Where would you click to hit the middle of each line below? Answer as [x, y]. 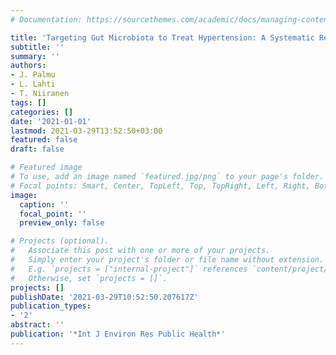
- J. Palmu [33, 75]
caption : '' [44, 204]
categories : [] [42, 112]
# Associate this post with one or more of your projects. [140, 251]
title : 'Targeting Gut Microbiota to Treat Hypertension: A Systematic [162, 37]
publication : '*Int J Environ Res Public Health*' [118, 334]
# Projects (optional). [60, 241]
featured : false [44, 140]
